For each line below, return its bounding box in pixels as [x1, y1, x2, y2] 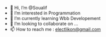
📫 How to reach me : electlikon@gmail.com [10, 26, 101, 32]
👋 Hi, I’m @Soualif [10, 5, 48, 10]
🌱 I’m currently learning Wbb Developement [10, 15, 101, 21]
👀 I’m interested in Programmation [10, 10, 80, 16]
